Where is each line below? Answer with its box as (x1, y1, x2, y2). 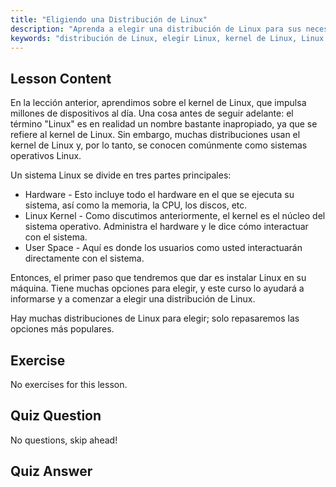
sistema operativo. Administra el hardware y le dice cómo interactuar (24, 221, 309, 233)
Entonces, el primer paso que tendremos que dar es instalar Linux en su (10, 272, 307, 284)
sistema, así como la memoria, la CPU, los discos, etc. (24, 199, 248, 211)
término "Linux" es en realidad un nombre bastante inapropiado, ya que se (10, 118, 318, 130)
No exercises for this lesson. (10, 379, 128, 390)
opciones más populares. (10, 323, 115, 335)
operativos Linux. (10, 150, 82, 162)
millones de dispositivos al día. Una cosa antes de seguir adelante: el (10, 107, 294, 120)
